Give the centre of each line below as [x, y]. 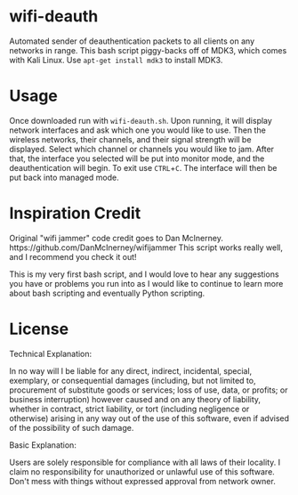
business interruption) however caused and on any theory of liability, [135, 399]
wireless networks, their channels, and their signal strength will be [130, 139]
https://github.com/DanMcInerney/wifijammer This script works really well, [146, 247]
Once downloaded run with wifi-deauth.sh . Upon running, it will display [141, 120]
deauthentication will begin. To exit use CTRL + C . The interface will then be [143, 167]
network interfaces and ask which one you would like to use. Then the [138, 130]
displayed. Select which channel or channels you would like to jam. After [141, 149]
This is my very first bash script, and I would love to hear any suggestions [144, 274]
